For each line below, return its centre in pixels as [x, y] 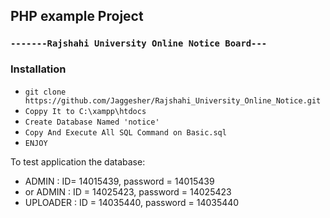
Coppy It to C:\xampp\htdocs [85, 111]
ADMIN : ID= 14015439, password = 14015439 [119, 181]
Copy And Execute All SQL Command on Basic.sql [125, 132]
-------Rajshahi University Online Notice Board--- [139, 43]
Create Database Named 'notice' [92, 122]
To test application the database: [78, 161]
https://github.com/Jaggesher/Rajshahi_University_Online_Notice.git [173, 100]
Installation [38, 69]
